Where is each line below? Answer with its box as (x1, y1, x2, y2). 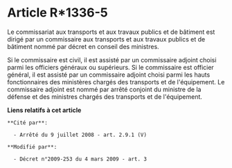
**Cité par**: (7, 119, 48, 126)
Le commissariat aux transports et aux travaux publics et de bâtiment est (7, 28, 215, 36)
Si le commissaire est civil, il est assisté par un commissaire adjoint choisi (7, 55, 217, 64)
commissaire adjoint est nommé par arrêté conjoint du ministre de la (7, 85, 202, 93)
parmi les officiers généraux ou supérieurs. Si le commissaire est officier (7, 63, 215, 71)
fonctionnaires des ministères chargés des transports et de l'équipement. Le (7, 77, 225, 86)
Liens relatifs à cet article (7, 106, 82, 114)
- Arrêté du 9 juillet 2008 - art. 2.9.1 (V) (13, 131, 148, 138)
